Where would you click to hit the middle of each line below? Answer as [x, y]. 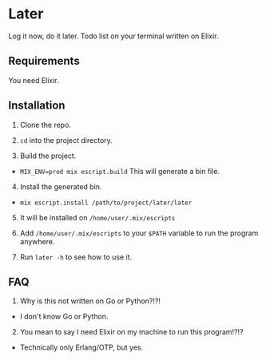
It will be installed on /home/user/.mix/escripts [97, 217]
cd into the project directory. [66, 140]
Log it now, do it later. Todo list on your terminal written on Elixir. [113, 36]
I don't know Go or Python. [64, 317]
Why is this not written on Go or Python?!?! [90, 301]
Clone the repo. [46, 125]
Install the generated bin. [61, 186]
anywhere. [37, 241]
